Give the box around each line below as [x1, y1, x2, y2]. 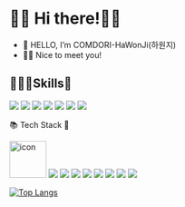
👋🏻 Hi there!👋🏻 [9, 8, 122, 29]
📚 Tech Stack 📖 [9, 119, 70, 130]
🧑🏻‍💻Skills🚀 [9, 76, 73, 92]
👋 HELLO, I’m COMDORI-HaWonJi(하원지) [22, 39, 177, 50]
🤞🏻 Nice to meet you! [22, 49, 102, 60]
